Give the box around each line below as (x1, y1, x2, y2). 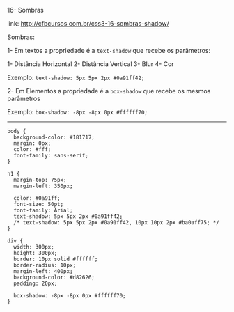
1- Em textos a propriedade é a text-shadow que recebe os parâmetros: (7, 47, 211, 54)
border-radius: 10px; (13, 262, 77, 269)
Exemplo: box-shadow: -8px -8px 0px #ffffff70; (7, 108, 148, 116)
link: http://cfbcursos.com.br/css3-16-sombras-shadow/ (7, 19, 169, 27)
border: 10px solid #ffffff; (13, 256, 98, 263)
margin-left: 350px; (13, 182, 73, 189)
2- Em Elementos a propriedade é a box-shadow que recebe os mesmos (7, 87, 211, 95)
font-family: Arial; (13, 207, 73, 214)
